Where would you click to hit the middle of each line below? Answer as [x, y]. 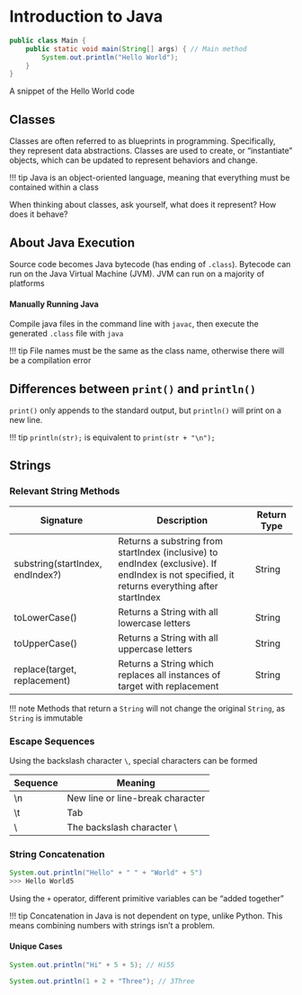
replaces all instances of [169, 675]
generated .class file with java [67, 334]
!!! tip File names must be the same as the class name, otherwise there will [147, 351]
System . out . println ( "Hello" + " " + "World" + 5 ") [106, 873]
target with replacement [169, 686]
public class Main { [48, 40]
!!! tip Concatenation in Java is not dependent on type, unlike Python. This [146, 916]
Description [182, 520]
